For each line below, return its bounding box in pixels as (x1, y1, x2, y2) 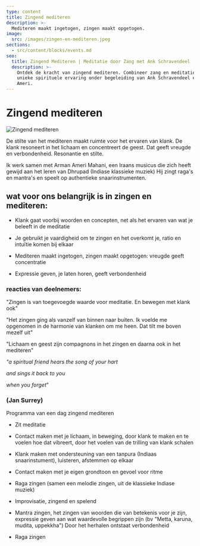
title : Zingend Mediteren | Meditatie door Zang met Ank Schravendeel (11, 58, 190, 64)
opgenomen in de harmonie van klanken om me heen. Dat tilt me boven (6, 322, 182, 330)
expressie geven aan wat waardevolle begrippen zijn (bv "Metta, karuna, (14, 516, 193, 523)
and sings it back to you (6, 370, 65, 377)
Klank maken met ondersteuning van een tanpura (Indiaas (14, 450, 157, 458)
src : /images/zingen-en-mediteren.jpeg (11, 36, 111, 42)
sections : (6, 42, 31, 48)
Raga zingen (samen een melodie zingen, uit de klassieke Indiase (14, 480, 175, 487)
